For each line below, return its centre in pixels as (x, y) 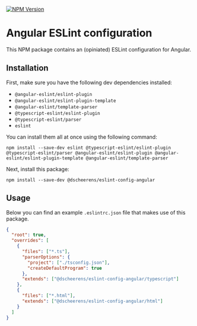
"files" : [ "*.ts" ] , (46, 252)
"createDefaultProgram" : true (65, 268)
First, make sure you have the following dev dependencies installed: (89, 82)
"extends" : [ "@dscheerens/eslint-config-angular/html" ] (92, 301)
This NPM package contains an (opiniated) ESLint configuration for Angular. (99, 49)
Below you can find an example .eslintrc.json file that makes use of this (96, 212)
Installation (27, 68)
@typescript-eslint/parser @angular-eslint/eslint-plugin (79, 153)
